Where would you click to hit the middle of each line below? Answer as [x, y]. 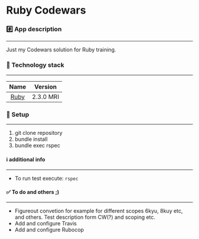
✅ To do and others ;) [33, 192]
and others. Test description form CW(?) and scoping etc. [85, 217]
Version [46, 86]
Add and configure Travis [46, 224]
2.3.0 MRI [45, 96]
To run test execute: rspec [46, 179]
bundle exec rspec [37, 146]
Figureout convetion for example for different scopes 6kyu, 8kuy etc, [99, 211]
